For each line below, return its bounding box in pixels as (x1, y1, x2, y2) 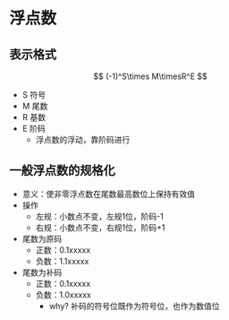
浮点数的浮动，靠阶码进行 (35, 134, 131, 144)
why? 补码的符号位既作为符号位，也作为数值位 (48, 300, 220, 311)
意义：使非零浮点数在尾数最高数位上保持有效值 (21, 188, 195, 199)
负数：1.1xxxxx (35, 255, 89, 266)
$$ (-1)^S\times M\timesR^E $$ (93, 71, 208, 82)
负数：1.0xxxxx (35, 289, 92, 300)
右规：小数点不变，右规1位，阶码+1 (35, 221, 165, 233)
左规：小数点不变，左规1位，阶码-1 (35, 211, 164, 221)
